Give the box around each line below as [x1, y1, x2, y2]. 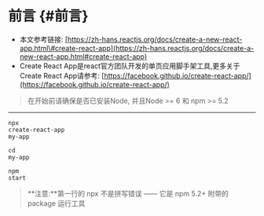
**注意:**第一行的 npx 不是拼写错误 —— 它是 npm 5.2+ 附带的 [27, 189, 229, 198]
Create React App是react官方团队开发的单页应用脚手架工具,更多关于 [19, 60, 240, 71]
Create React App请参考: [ [19, 71, 104, 80]
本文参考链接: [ [19, 35, 68, 44]
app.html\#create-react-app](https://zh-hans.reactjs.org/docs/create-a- [19, 43, 255, 53]
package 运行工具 [27, 198, 86, 208]
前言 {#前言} [8, 7, 89, 25]
